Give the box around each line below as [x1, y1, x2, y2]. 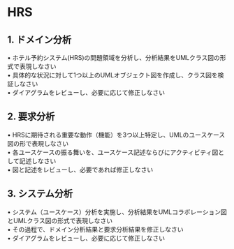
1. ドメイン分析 [7, 33, 72, 45]
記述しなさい [19, 156, 57, 165]
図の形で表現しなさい [7, 139, 68, 147]
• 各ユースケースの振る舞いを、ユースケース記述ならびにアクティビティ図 [7, 148, 219, 156]
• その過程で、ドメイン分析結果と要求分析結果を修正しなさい [7, 225, 184, 234]
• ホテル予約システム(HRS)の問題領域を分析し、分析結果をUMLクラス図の [7, 54, 220, 61]
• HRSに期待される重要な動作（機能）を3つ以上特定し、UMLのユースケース [7, 130, 226, 139]
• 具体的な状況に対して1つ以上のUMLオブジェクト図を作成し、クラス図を [7, 71, 218, 79]
